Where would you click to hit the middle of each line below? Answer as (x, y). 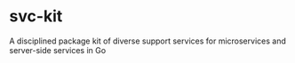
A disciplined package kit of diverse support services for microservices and (147, 41)
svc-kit (36, 16)
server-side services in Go (58, 50)
